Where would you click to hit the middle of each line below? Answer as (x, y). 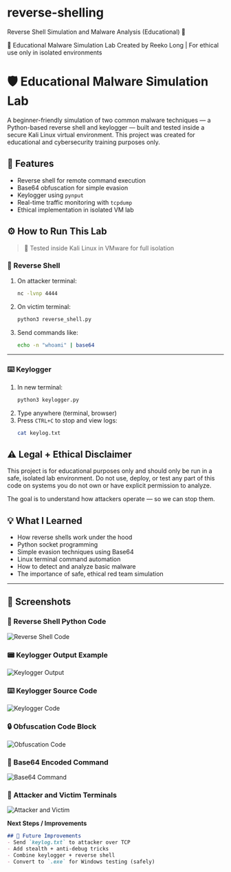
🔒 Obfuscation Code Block (52, 727)
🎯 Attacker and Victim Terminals (62, 795)
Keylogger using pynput (50, 195)
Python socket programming (57, 545)
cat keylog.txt (39, 433)
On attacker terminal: (47, 281)
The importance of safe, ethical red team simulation (90, 574)
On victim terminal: (44, 306)
